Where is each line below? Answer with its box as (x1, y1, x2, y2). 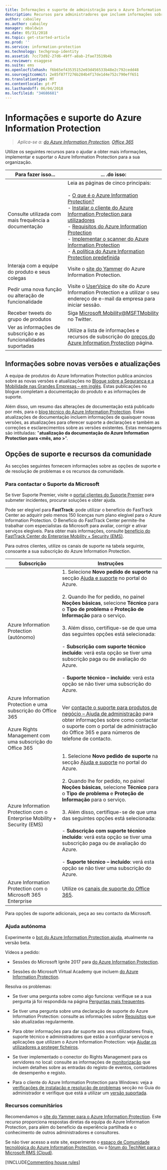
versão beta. (5, 939, 31, 945)
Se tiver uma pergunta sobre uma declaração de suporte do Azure (12, 1008, 148, 1014)
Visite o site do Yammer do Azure (67, 265, 145, 272)
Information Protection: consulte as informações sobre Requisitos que (12, 1013, 156, 1019)
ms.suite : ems (5, 63, 35, 68)
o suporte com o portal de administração (62, 723, 158, 730)
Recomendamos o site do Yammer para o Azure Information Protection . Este (5, 1113, 162, 1119)
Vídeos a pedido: (5, 949, 40, 955)
